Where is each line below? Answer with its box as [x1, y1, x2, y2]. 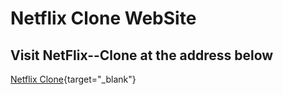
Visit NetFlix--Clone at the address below [10, 47, 274, 64]
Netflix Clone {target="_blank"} [10, 73, 137, 85]
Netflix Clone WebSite [10, 7, 197, 30]
